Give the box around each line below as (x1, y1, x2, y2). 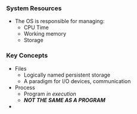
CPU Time (23, 24, 49, 31)
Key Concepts (6, 52, 48, 60)
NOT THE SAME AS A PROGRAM (23, 96, 106, 103)
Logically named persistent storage (23, 71, 111, 78)
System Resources (6, 4, 62, 12)
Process (14, 84, 36, 91)
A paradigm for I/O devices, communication (23, 77, 131, 84)
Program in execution (23, 90, 76, 97)
